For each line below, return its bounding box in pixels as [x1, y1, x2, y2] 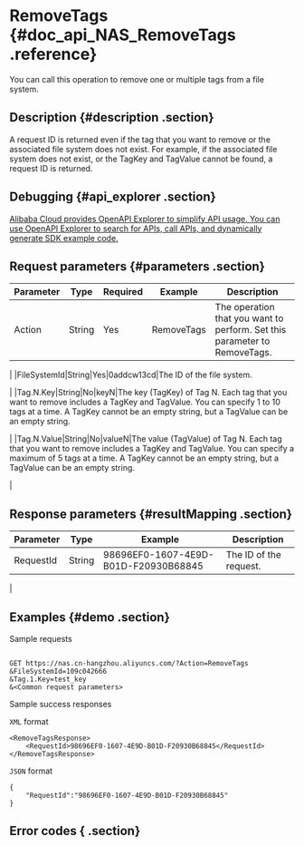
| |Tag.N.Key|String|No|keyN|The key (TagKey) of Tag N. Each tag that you [9, 387, 288, 398]
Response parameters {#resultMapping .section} [9, 506, 292, 521]
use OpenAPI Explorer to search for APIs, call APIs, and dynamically [9, 223, 262, 234]
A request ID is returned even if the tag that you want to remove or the [9, 133, 271, 145]
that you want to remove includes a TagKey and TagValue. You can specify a [9, 443, 295, 454]
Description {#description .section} [9, 110, 214, 125]
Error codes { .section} [9, 823, 141, 839]
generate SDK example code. [9, 232, 119, 243]
